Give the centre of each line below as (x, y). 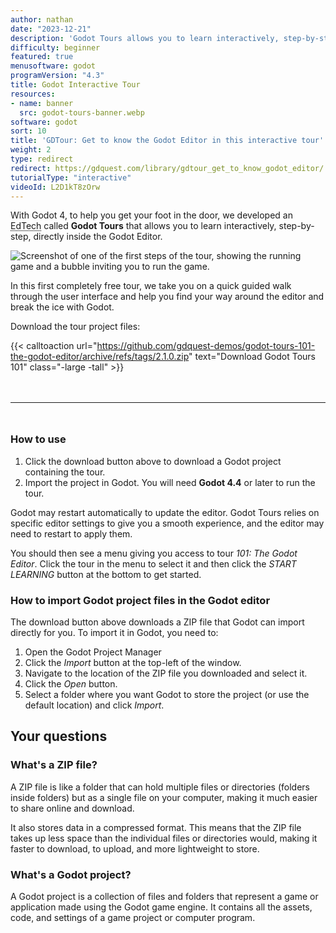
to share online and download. (72, 808)
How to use (38, 439)
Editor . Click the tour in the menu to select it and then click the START (153, 563)
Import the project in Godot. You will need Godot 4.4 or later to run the (170, 482)
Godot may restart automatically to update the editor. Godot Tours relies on (165, 512)
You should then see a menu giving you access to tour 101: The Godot (154, 553)
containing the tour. (65, 472)
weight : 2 (31, 150)
